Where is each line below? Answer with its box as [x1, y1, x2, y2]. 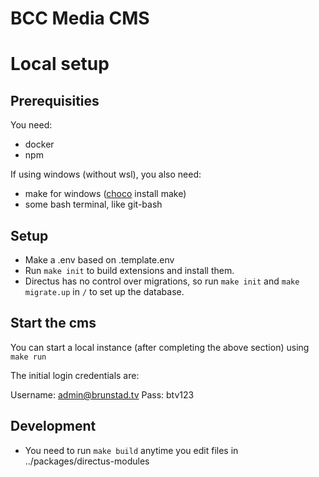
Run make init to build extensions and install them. [24, 265, 235, 276]
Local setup [10, 53, 110, 76]
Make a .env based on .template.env [24, 254, 175, 266]
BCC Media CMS [10, 7, 150, 30]
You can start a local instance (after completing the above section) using [10, 341, 310, 353]
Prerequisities [10, 92, 100, 109]
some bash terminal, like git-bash [24, 198, 163, 211]
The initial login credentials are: [10, 369, 140, 381]
